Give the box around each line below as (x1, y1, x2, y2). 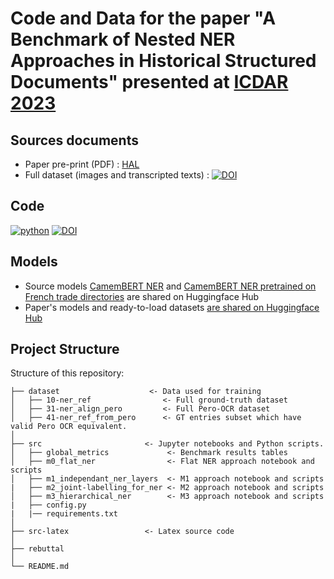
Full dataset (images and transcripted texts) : (24, 169, 210, 181)
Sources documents (10, 132, 139, 149)
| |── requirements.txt (10, 509, 118, 519)
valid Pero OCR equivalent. (10, 422, 128, 432)
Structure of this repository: (10, 367, 125, 379)
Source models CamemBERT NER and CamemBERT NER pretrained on (24, 280, 317, 292)
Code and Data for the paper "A (10, 7, 277, 30)
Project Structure (10, 341, 120, 358)
